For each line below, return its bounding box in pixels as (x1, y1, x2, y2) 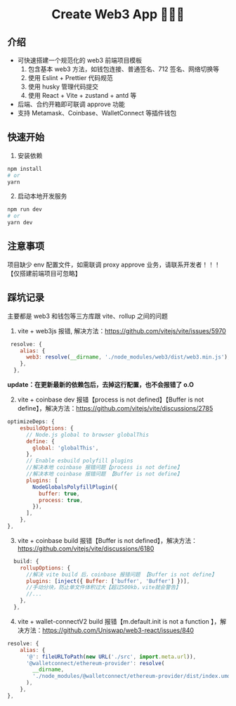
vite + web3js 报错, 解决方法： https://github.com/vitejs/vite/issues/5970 (17, 326, 226, 335)
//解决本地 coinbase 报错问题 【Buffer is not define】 (25, 470, 183, 477)
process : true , (38, 496, 83, 503)
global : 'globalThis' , (32, 444, 99, 451)
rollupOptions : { (20, 564, 71, 572)
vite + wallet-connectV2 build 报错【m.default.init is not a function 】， (17, 617, 221, 625)
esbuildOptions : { (20, 425, 74, 432)
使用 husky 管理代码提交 (27, 82, 98, 91)
